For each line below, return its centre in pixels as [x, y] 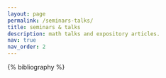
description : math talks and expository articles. [84, 34]
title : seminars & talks [44, 27]
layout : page [27, 14]
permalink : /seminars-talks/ [50, 21]
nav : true [22, 40]
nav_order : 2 [27, 47]
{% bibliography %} [36, 67]
